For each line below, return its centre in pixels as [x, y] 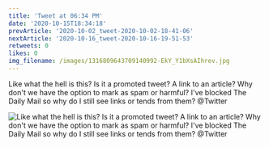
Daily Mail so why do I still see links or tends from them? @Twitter [118, 101]
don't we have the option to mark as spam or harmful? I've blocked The [128, 92]
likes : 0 [23, 53]
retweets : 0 [28, 46]
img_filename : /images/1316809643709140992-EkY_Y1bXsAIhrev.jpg [119, 61]
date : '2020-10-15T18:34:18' [58, 23]
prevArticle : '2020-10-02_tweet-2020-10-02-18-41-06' [101, 31]
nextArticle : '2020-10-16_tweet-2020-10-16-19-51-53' [101, 38]
